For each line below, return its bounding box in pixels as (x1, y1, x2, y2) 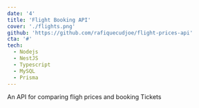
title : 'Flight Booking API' (7, 17, 91, 23)
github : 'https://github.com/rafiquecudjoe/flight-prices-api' (7, 29, 193, 36)
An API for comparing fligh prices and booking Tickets (7, 93, 162, 101)
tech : (7, 42, 23, 49)
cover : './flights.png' (7, 23, 76, 30)
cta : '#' (7, 36, 32, 43)
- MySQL (13, 67, 36, 74)
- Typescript (13, 61, 51, 68)
